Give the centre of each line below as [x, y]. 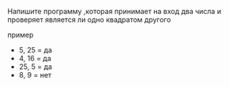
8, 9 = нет [35, 75]
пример [21, 35]
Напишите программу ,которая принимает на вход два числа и [114, 11]
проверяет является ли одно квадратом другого [89, 20]
